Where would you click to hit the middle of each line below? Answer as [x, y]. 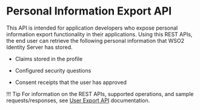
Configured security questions [53, 70]
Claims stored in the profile [49, 59]
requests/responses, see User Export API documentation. [78, 100]
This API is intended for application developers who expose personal [92, 28]
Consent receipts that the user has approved [71, 82]
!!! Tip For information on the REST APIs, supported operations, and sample [100, 94]
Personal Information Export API [89, 11]
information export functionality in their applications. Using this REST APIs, [99, 34]
